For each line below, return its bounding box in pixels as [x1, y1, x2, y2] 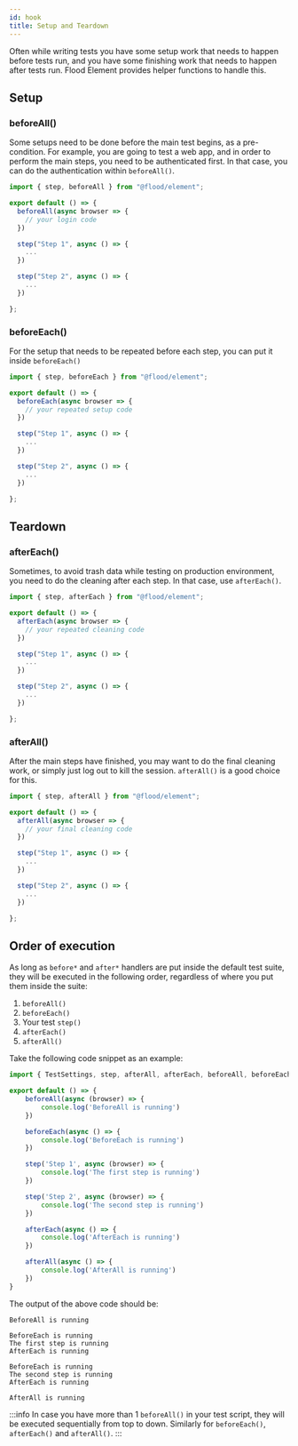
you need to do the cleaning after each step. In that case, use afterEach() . [9, 575, 282, 587]
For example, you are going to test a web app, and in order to [47, 147, 271, 157]
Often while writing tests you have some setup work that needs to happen [9, 45, 279, 56]
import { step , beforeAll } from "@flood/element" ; [9, 183, 204, 192]
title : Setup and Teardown [9, 21, 109, 30]
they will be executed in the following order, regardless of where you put [9, 971, 274, 982]
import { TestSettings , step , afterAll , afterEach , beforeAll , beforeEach [9, 1070, 292, 1080]
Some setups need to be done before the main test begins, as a [9, 137, 241, 148]
